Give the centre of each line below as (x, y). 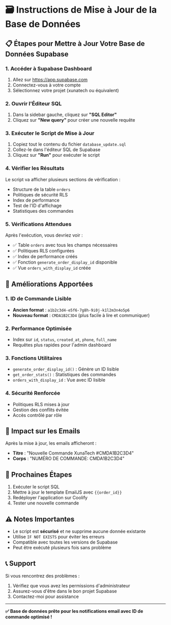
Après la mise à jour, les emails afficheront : (51, 443)
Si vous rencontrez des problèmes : (42, 576)
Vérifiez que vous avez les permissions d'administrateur (72, 585)
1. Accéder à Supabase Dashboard (49, 68)
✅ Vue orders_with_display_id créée (52, 268)
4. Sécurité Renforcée (33, 393)
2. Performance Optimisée (39, 328)
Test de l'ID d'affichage (37, 205)
